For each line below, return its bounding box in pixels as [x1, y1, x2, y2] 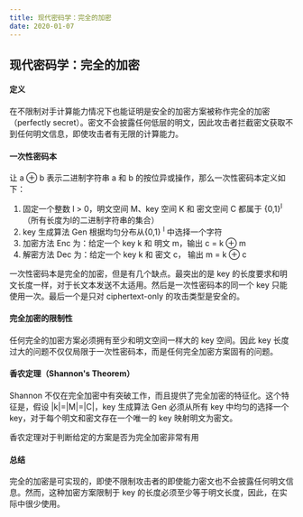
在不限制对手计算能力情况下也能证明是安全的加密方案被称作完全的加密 [9, 106, 271, 117]
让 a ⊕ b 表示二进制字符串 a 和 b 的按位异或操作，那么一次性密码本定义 [9, 172, 278, 183]
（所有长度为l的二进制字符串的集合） [22, 214, 160, 226]
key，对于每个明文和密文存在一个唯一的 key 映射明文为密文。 [9, 412, 238, 424]
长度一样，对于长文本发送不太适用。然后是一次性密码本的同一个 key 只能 [16, 279, 288, 290]
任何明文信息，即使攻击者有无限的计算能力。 [16, 128, 183, 140]
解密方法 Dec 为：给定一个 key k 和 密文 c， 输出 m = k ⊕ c [22, 249, 247, 260]
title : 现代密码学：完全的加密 [9, 13, 112, 23]
